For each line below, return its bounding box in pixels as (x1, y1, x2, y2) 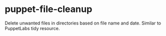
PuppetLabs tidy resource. (5, 25, 60, 31)
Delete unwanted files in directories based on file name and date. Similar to (5, 20, 161, 26)
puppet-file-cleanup (5, 3, 93, 15)
